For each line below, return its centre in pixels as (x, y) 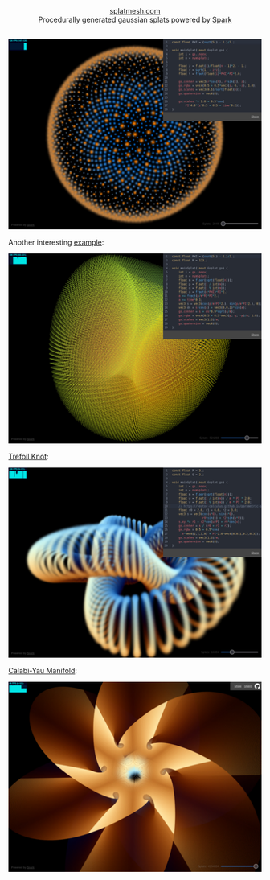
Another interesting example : (56, 242)
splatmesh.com (135, 11)
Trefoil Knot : (29, 456)
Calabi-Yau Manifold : (43, 670)
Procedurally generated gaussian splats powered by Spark (135, 19)
